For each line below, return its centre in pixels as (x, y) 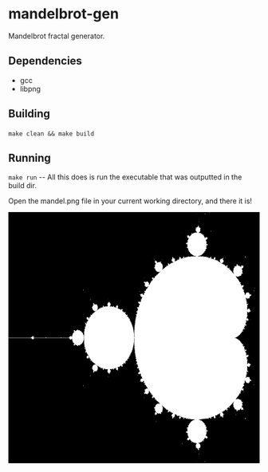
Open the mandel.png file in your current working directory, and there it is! (130, 201)
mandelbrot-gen (64, 14)
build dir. (23, 186)
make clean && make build (51, 134)
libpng (30, 88)
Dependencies (45, 61)
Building (29, 114)
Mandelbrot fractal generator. (57, 36)
